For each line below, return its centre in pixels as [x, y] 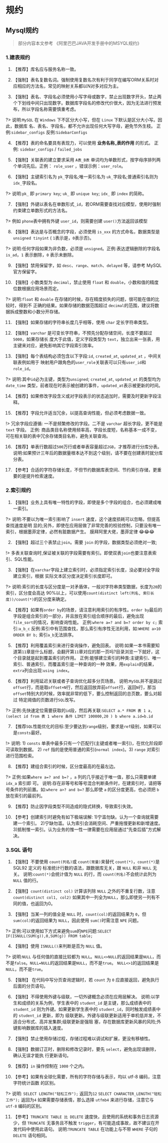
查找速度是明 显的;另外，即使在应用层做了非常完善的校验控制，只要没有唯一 [84, 525]
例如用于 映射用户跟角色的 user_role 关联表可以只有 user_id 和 [84, 362]
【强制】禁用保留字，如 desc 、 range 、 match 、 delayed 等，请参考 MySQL [87, 265]
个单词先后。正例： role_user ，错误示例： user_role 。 [69, 166]
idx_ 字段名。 [26, 183]
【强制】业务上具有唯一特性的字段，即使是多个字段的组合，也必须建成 [85, 502]
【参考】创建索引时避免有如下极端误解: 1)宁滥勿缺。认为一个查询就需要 [86, 817]
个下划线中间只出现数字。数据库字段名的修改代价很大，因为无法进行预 [85, 103]
